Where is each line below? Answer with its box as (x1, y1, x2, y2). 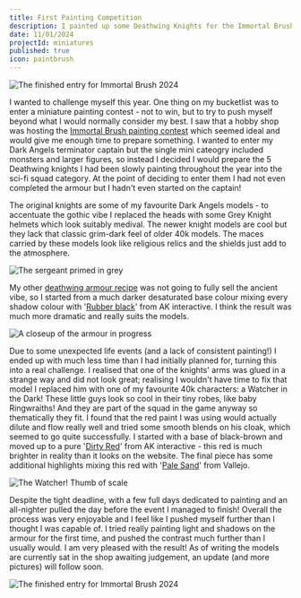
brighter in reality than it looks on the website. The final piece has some (9, 450, 273, 461)
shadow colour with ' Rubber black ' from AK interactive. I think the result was (9, 301, 293, 312)
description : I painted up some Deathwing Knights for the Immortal (9, 22, 271, 30)
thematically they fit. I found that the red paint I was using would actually (9, 412, 278, 422)
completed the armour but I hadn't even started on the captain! (9, 183, 242, 193)
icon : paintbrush (9, 55, 74, 64)
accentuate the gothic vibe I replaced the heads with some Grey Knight (9, 210, 271, 220)
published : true (9, 47, 70, 56)
